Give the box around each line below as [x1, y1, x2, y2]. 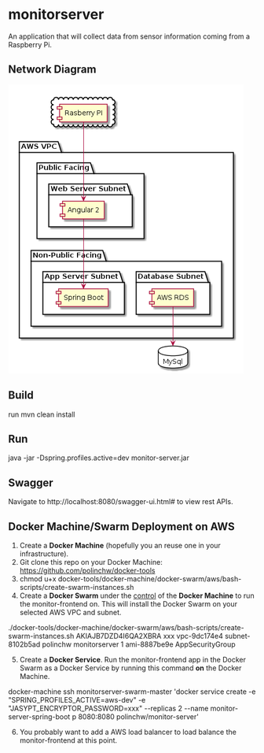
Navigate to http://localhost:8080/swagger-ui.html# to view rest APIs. [8, 497, 233, 506]
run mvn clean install [8, 410, 75, 419]
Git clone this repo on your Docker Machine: [19, 558, 163, 566]
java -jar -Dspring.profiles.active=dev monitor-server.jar [8, 453, 190, 462]
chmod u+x [19, 574, 57, 584]
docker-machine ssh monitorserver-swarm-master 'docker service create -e [8, 687, 256, 696]
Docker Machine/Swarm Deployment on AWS [8, 520, 236, 533]
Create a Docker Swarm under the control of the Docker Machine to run [19, 591, 255, 600]
